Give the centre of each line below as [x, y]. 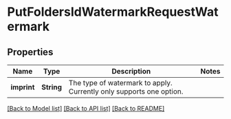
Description [131, 71]
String [52, 87]
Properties [30, 52]
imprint [23, 87]
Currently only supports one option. [126, 91]
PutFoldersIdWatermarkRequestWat [113, 12]
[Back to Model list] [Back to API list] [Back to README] [86, 108]
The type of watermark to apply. [121, 83]
